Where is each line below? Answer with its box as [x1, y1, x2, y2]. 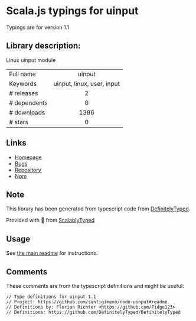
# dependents [9, 99, 48, 107]
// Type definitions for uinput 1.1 [6, 294, 96, 300]
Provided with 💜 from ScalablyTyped [6, 217, 95, 224]
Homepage [14, 154, 43, 161]
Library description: [6, 41, 81, 51]
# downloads [9, 108, 45, 116]
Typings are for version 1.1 [6, 24, 70, 31]
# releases [9, 89, 38, 97]
